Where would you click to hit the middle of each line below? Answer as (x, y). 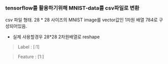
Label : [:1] (28, 47)
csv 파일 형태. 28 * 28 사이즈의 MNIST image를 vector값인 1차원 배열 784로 (82, 20)
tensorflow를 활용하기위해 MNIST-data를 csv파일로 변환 (72, 8)
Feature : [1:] (31, 57)
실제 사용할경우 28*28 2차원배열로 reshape (56, 37)
